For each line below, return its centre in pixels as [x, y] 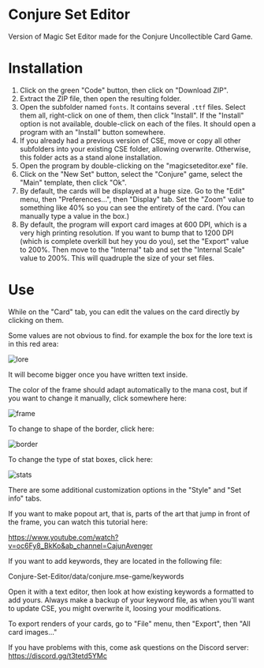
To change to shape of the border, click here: [81, 429]
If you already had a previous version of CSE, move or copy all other [130, 141]
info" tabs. [25, 498]
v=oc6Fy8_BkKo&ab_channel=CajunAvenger [81, 546]
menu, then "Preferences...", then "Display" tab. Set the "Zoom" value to [137, 199]
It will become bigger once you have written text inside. [98, 374]
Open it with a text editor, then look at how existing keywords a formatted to [131, 591]
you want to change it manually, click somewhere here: [97, 398]
